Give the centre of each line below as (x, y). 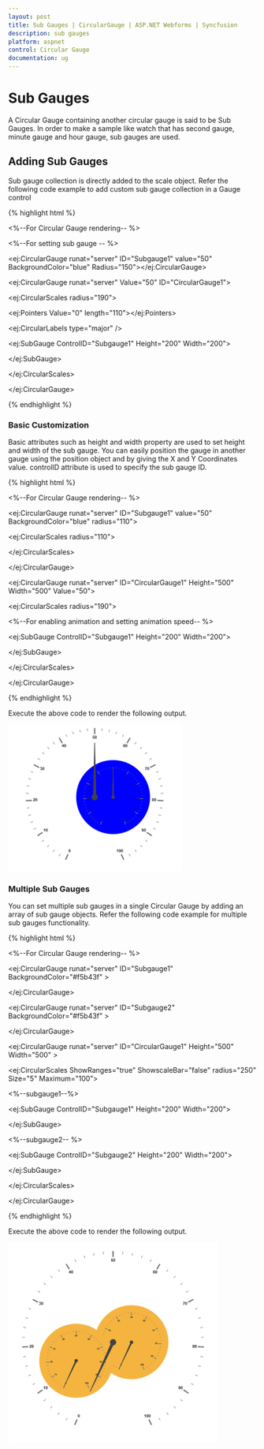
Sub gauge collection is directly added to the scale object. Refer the (118, 181)
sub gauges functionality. (49, 923)
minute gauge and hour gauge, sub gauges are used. (94, 136)
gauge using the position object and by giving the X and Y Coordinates (123, 459)
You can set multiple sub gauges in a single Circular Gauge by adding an (126, 906)
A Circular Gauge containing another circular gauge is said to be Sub (119, 120)
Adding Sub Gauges (58, 162)
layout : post (30, 17)
